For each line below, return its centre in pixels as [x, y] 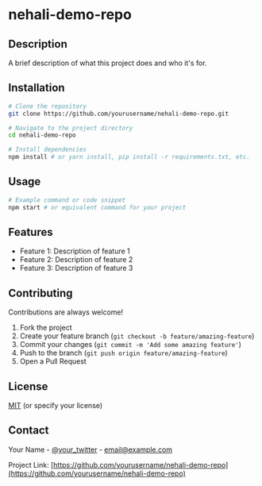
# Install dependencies [48, 150]
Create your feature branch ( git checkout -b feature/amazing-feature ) [137, 336]
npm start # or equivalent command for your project [97, 207]
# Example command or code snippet [67, 200]
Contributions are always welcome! [66, 312]
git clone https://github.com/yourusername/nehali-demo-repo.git [118, 114]
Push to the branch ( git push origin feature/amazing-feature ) [123, 353]
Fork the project [46, 328]
